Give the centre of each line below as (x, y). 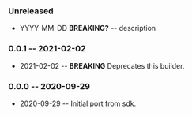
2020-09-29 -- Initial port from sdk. (78, 103)
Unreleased (31, 11)
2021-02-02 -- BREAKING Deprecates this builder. (102, 65)
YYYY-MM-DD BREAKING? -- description (88, 28)
